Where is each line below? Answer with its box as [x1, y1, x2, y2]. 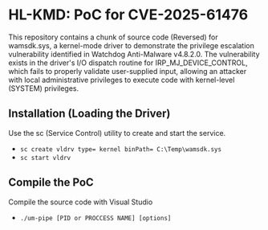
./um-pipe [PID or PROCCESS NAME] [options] [19, 214, 172, 222]
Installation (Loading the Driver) [8, 107, 171, 121]
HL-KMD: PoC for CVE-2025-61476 [8, 6, 249, 24]
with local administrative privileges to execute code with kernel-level [8, 75, 235, 84]
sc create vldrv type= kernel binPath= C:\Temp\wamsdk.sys [19, 145, 222, 154]
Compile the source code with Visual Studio [8, 197, 153, 207]
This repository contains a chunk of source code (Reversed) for [8, 32, 218, 42]
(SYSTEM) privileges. [8, 83, 79, 93]
